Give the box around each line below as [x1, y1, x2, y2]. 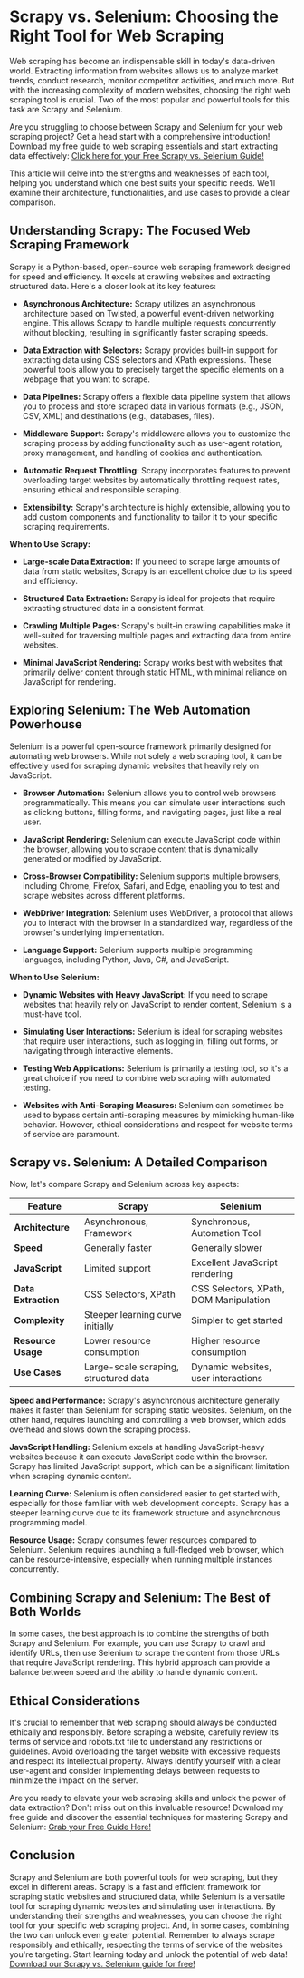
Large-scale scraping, [84, 1360, 179, 1373]
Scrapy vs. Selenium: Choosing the [9, 6, 279, 27]
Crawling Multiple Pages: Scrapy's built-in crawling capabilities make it [22, 619, 291, 631]
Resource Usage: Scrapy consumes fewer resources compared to [9, 1535, 257, 1545]
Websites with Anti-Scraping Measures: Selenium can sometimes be [22, 1099, 285, 1110]
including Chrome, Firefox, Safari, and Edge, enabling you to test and [22, 880, 280, 891]
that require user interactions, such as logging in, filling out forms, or [22, 1036, 279, 1047]
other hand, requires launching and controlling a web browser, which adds [9, 1415, 287, 1426]
